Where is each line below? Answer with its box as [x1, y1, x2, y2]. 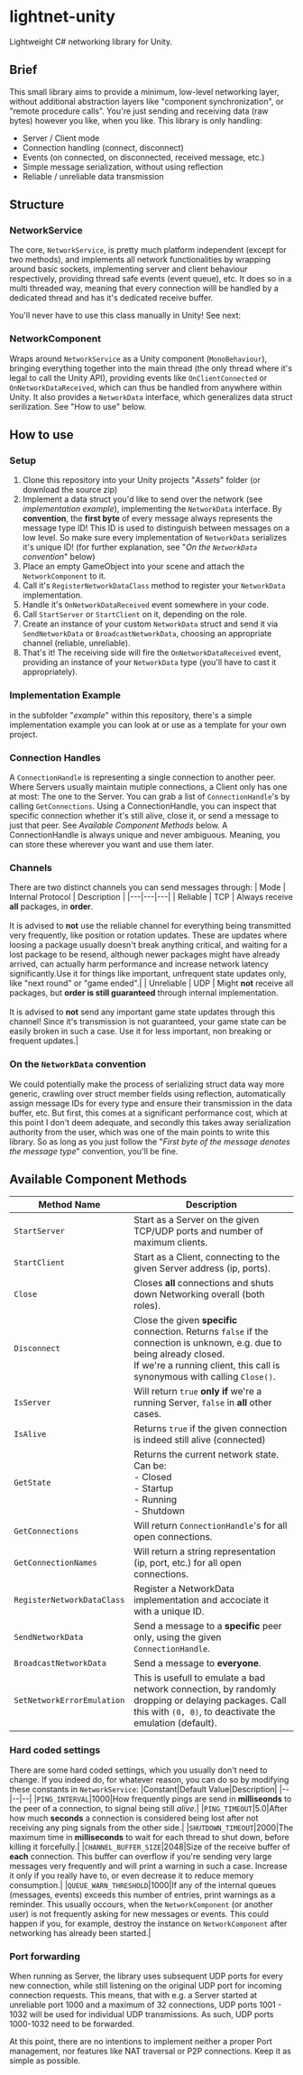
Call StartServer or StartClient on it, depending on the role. [22, 609, 248, 620]
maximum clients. [133, 1237, 208, 1249]
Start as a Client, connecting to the [133, 1251, 280, 1264]
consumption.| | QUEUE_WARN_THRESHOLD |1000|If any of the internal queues [9, 1879, 277, 1890]
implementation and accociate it [133, 1594, 270, 1607]
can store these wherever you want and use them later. [9, 839, 215, 850]
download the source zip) [22, 485, 118, 496]
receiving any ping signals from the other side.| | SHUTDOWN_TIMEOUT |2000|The [9, 1821, 294, 1833]
